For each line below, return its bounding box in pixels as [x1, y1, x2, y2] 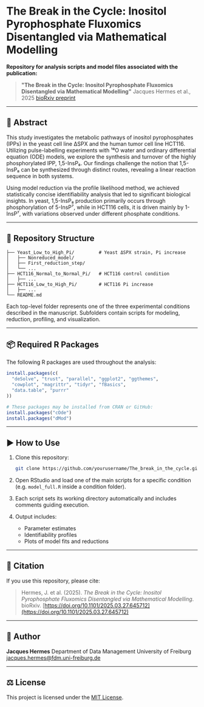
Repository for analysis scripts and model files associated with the [6, 63, 178, 70]
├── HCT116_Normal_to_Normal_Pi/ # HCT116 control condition [6, 270, 170, 277]
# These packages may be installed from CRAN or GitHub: [6, 404, 154, 410]
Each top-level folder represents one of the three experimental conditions [6, 302, 190, 310]
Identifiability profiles [24, 531, 77, 539]
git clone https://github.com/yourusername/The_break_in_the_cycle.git [15, 466, 200, 472]
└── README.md [6, 292, 42, 298]
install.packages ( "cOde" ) [6, 409, 72, 415]
